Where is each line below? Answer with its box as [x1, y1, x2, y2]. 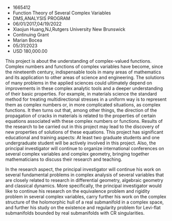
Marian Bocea [12, 37, 42, 43]
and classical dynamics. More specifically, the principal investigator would [5, 182, 162, 189]
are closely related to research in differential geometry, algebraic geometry [5, 177, 164, 183]
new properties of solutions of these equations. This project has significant [5, 129, 164, 135]
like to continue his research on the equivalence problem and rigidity [5, 188, 150, 194]
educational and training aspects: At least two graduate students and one [5, 135, 160, 140]
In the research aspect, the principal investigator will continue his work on [5, 167, 161, 172]
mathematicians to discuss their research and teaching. [5, 156, 122, 162]
